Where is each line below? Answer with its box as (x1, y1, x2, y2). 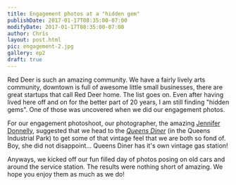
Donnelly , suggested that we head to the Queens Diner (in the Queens (7, 126, 211, 134)
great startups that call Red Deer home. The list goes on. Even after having (7, 90, 224, 98)
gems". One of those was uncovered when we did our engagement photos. (7, 105, 225, 113)
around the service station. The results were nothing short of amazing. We (7, 162, 223, 171)
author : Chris (7, 30, 49, 37)
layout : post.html (7, 37, 61, 44)
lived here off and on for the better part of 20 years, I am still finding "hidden (7, 98, 230, 106)
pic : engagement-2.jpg (7, 43, 74, 50)
